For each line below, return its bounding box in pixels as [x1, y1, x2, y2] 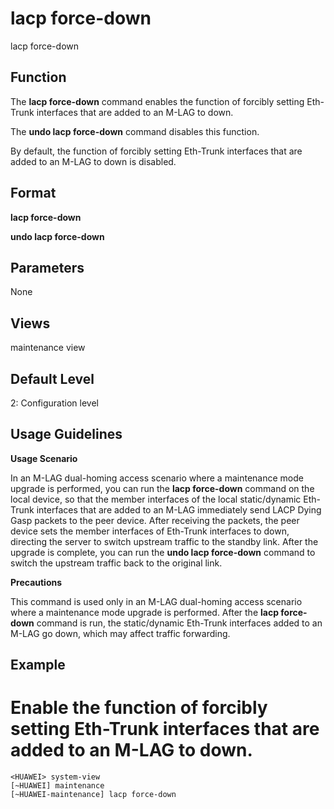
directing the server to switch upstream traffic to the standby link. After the [10, 535, 319, 547]
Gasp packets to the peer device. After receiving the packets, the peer [10, 514, 300, 526]
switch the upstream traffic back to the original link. [10, 557, 223, 569]
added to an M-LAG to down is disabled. [10, 155, 177, 167]
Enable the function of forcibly [10, 697, 268, 719]
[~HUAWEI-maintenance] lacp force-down [10, 790, 177, 800]
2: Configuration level [10, 397, 99, 409]
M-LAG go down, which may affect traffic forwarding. [10, 627, 231, 639]
